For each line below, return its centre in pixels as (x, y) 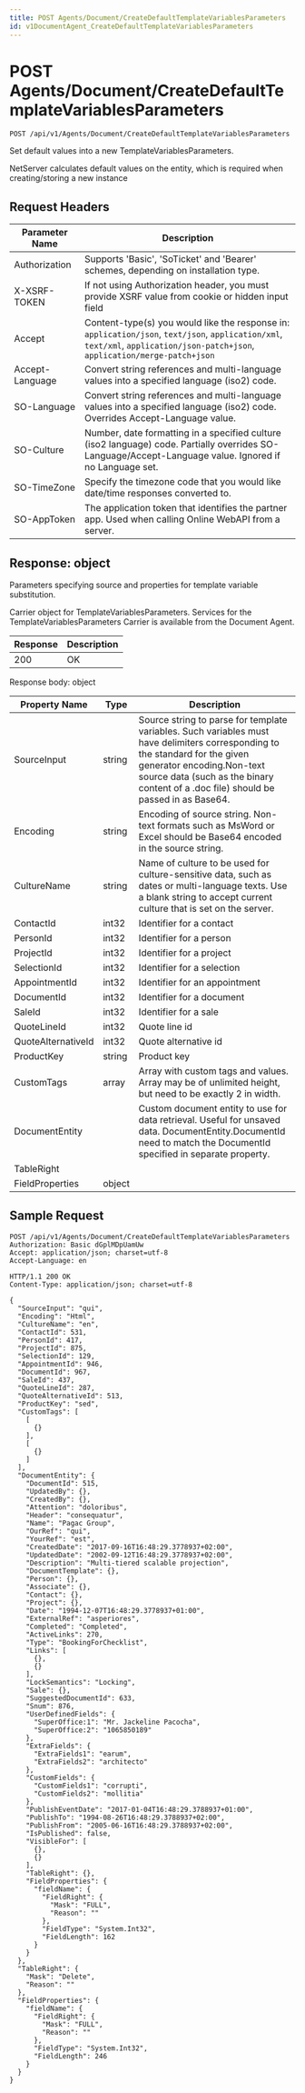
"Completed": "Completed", (77, 1627)
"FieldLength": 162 (79, 1937)
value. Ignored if (246, 456)
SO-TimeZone (44, 487)
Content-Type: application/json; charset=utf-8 (101, 1284)
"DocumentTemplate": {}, (73, 1571)
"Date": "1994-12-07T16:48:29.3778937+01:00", (115, 1610)
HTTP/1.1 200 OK (40, 1277)
